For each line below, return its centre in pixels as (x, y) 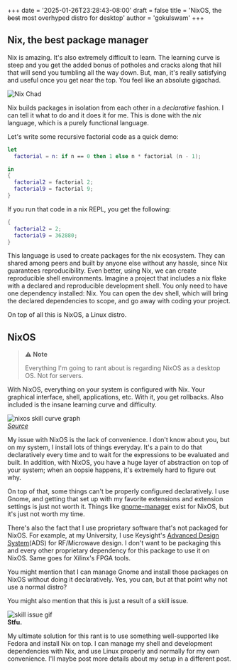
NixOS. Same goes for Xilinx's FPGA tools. (69, 558)
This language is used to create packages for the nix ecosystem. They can (116, 256)
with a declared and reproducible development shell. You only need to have (118, 286)
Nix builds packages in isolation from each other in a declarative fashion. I (116, 108)
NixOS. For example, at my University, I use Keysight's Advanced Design (114, 535)
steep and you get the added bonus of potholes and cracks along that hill (114, 65)
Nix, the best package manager (78, 40)
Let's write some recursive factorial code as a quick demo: (93, 136)
